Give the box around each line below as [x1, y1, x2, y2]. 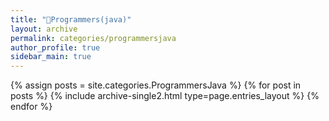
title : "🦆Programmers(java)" [10, 14, 132, 25]
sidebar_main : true [10, 52, 92, 62]
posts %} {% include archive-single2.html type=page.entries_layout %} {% [10, 90, 320, 102]
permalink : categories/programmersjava [10, 33, 177, 43]
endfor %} [10, 101, 53, 113]
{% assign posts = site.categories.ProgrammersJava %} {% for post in [10, 79, 302, 91]
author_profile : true [10, 42, 101, 53]
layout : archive [10, 24, 78, 34]
